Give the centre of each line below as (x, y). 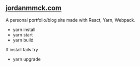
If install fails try (22, 49)
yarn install (24, 30)
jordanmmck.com (34, 8)
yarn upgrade (27, 59)
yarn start (23, 34)
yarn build (23, 40)
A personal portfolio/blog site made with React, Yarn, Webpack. (70, 20)
